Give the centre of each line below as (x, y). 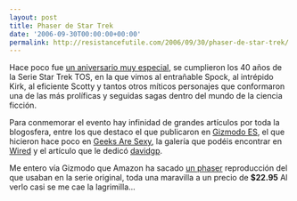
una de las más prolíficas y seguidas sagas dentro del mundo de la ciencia (146, 96)
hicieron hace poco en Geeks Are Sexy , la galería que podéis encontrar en (146, 141)
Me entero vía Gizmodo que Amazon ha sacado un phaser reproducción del (148, 168)
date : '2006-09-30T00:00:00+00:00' (75, 34)
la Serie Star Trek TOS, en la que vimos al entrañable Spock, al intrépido (141, 77)
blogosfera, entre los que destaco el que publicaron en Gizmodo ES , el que (147, 132)
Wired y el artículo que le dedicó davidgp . (86, 151)
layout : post (33, 17)
